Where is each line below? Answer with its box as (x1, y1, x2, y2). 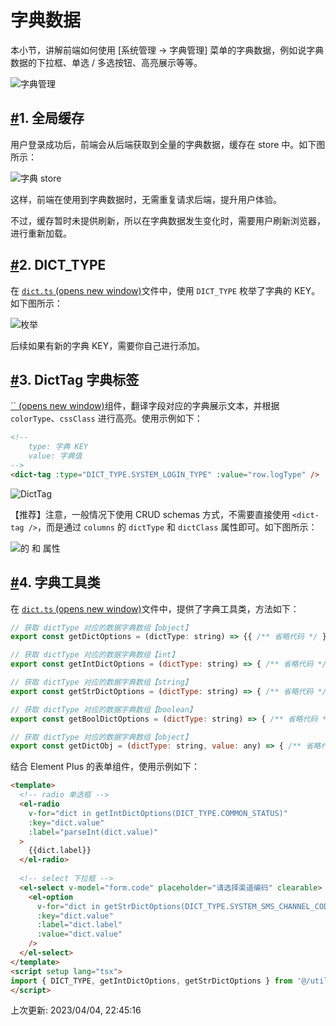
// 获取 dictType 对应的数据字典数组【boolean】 (10, 704, 197, 715)
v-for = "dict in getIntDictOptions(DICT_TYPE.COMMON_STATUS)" (28, 808, 288, 818)
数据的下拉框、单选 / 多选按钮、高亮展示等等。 (10, 56, 203, 68)
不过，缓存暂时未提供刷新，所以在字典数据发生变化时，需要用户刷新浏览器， (10, 214, 326, 226)
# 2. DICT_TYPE (10, 257, 107, 274)
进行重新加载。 (10, 227, 72, 239)
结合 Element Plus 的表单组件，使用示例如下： (10, 761, 201, 773)
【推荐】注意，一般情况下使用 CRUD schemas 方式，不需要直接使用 (10, 508, 290, 520)
